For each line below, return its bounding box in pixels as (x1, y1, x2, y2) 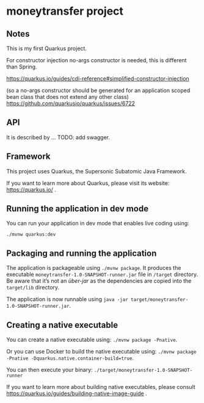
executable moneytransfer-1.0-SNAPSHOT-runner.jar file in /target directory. (6, 270, 199, 278)
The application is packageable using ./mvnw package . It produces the (6, 264, 181, 272)
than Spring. (6, 63, 38, 70)
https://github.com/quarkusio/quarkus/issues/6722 (6, 100, 136, 107)
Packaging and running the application (6, 248, 157, 258)
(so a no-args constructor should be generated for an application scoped (6, 87, 191, 94)
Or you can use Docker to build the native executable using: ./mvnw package (6, 348, 197, 355)
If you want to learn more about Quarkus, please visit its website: (6, 179, 170, 187)
